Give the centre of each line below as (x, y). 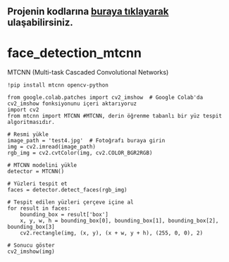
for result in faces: (39, 208)
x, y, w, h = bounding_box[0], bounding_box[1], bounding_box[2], (119, 221)
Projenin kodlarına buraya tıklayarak (88, 12)
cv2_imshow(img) (31, 252)
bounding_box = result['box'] (64, 215)
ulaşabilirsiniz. (41, 23)
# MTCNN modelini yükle (42, 166)
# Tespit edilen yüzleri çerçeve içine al (70, 202)
